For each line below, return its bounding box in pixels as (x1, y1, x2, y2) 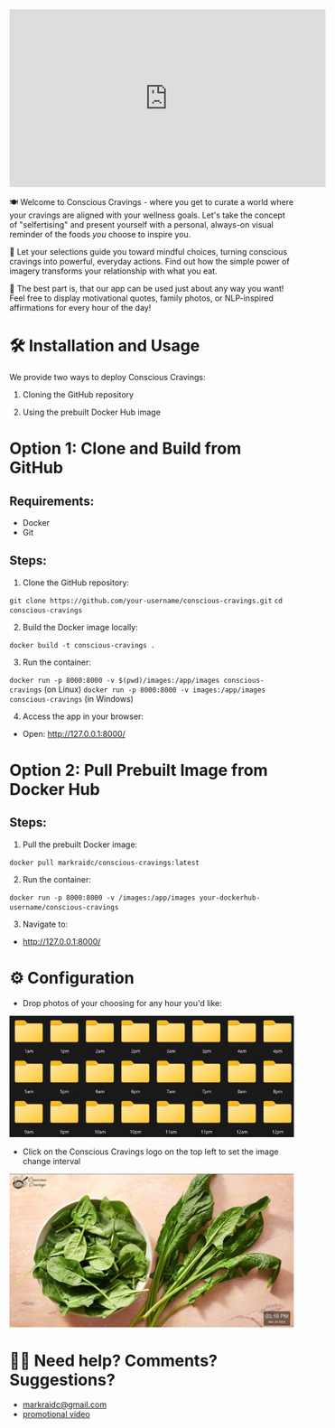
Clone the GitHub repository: (22, 577, 129, 588)
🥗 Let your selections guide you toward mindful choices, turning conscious (9, 247, 288, 257)
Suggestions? (9, 1369, 116, 1390)
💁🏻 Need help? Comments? (9, 1350, 219, 1371)
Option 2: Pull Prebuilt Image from (9, 760, 268, 780)
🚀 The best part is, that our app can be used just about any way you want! (9, 284, 284, 294)
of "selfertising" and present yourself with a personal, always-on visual (9, 219, 274, 229)
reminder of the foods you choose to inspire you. (9, 229, 191, 239)
